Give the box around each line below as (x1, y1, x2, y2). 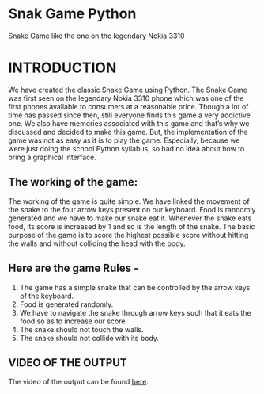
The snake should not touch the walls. (19, 324, 144, 334)
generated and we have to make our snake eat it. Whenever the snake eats (8, 213, 252, 223)
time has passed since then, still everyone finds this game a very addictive (8, 110, 251, 120)
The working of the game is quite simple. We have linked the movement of (8, 196, 251, 206)
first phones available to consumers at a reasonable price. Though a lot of (8, 101, 249, 111)
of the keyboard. (19, 291, 74, 300)
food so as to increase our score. (19, 316, 128, 326)
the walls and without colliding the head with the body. (8, 239, 186, 248)
